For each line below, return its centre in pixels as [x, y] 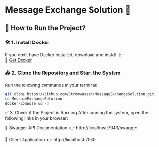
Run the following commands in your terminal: [51, 85]
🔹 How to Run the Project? [45, 28]
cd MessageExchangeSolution [34, 99]
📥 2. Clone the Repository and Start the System [63, 73]
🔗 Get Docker [19, 60]
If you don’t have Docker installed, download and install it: [63, 54]
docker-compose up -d [27, 103]
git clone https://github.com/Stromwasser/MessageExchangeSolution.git [79, 94]
